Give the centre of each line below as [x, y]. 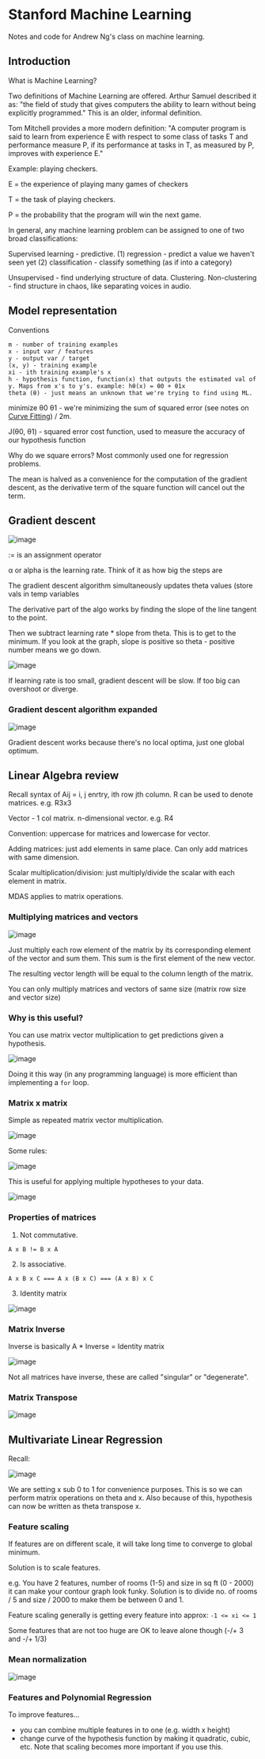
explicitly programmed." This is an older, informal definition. [105, 112]
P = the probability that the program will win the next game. [105, 215]
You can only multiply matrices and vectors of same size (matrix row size [127, 988]
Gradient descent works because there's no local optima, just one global [127, 742]
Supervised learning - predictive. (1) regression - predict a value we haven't [131, 253]
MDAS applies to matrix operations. [66, 897]
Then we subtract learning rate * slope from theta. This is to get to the [122, 633]
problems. [25, 463]
